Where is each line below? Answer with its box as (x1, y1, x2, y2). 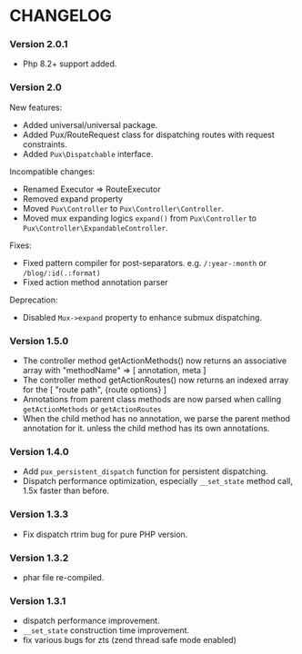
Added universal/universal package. (22, 119, 158, 130)
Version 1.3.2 (9, 551, 69, 564)
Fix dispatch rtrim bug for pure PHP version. (22, 529, 188, 540)
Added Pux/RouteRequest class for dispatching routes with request (22, 129, 275, 140)
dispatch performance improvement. (22, 615, 161, 627)
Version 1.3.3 (9, 508, 69, 520)
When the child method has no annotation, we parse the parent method (22, 413, 291, 424)
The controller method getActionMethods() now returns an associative (22, 355, 287, 366)
